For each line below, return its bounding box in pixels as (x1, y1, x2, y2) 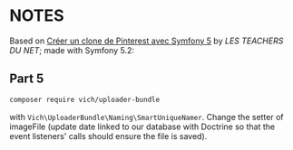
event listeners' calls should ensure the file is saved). (9, 130, 208, 141)
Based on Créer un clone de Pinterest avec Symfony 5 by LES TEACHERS (9, 35, 284, 46)
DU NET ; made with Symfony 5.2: (9, 44, 134, 55)
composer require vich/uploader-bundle (9, 95, 161, 104)
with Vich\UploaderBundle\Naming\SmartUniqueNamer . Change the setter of (9, 111, 284, 122)
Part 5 (9, 71, 44, 87)
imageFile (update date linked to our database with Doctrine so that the (9, 121, 275, 132)
